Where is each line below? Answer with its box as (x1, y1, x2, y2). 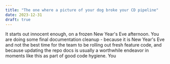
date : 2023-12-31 (5, 12, 42, 17)
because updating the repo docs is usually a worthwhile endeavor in (5, 47, 149, 54)
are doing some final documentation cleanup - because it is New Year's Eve (5, 36, 165, 42)
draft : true (5, 17, 31, 22)
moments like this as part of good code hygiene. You (5, 53, 116, 59)
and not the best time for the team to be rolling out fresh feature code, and (5, 42, 162, 48)
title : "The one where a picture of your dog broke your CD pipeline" (5, 7, 159, 13)
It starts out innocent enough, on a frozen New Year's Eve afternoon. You (5, 31, 159, 37)
